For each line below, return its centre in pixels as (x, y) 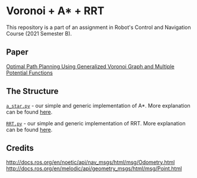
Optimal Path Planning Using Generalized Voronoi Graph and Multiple (90, 66)
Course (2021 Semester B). (39, 33)
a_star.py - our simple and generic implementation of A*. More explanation (98, 105)
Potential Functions (30, 73)
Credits (20, 148)
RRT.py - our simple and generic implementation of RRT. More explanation (96, 123)
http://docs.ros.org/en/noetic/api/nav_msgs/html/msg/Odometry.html (91, 162)
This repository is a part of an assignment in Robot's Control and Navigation (98, 27)
